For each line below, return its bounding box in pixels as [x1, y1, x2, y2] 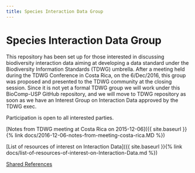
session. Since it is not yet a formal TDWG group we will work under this [6, 84, 180, 91]
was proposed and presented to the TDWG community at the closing [6, 78, 172, 85]
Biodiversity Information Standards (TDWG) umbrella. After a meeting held [6, 65, 186, 72]
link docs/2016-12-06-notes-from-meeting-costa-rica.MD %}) [14, 132, 165, 139]
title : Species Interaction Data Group [6, 8, 104, 15]
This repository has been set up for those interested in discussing [6, 53, 165, 60]
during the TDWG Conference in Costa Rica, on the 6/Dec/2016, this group [6, 71, 186, 79]
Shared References [6, 160, 53, 167]
